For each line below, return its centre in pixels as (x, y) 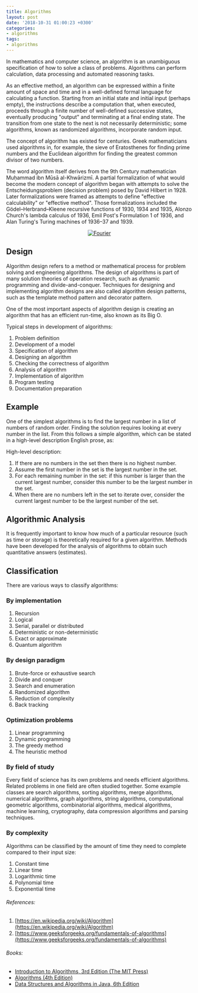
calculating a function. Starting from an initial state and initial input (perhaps (98, 98)
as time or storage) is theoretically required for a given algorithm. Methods (97, 540)
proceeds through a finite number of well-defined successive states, (90, 111)
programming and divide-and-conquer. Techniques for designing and (91, 285)
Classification (32, 571)
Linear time (28, 870)
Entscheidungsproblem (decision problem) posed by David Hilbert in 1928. (97, 190)
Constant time (32, 863)
